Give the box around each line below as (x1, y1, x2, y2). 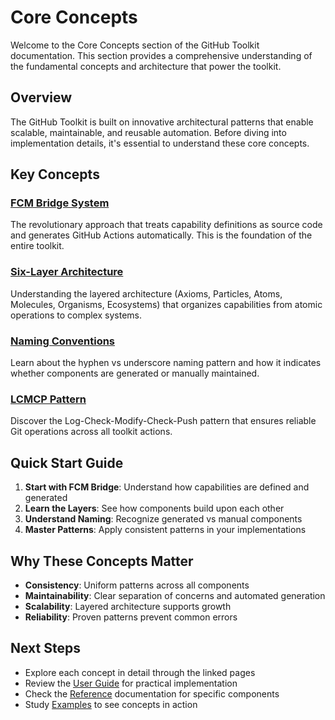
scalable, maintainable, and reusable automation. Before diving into (10, 126, 287, 138)
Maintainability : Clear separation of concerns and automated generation (24, 589, 326, 601)
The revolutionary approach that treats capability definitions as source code (10, 219, 323, 231)
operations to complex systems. (10, 309, 142, 321)
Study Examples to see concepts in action (24, 698, 198, 710)
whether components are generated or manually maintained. (10, 367, 260, 380)
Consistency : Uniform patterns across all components (24, 579, 250, 591)
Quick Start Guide (10, 454, 124, 471)
